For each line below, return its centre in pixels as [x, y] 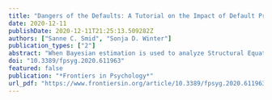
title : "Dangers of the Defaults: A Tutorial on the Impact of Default [132, 16]
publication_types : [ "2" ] [52, 46]
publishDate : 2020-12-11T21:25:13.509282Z [81, 31]
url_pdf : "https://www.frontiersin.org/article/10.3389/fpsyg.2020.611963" [139, 83]
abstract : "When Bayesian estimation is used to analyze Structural [126, 53]
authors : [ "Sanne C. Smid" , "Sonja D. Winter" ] [90, 38]
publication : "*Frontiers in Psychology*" [81, 76]
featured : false [36, 69]
